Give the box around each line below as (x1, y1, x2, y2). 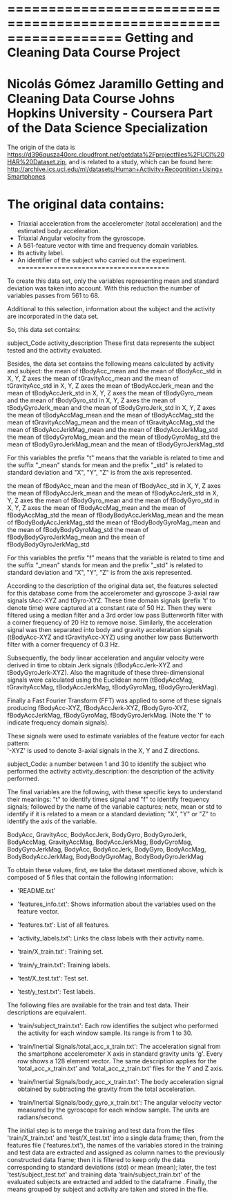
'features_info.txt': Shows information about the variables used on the (17, 900, 216, 908)
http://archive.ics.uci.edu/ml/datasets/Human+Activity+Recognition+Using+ (7, 165, 223, 173)
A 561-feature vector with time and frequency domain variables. (17, 242, 199, 250)
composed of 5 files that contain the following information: (7, 874, 174, 882)
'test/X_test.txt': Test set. (17, 974, 88, 983)
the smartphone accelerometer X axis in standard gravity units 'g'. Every (17, 1050, 223, 1058)
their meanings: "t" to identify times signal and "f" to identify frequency (7, 795, 210, 804)
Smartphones (7, 173, 46, 181)
